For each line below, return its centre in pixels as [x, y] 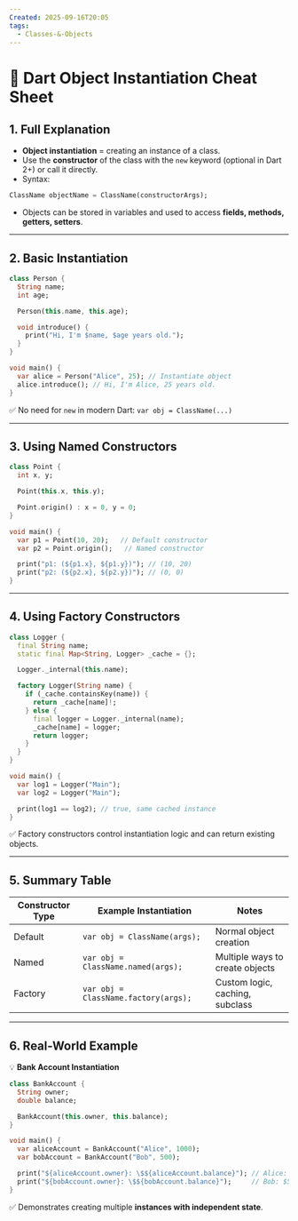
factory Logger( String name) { [75, 686]
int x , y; [35, 475]
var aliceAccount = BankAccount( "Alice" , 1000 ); [109, 1149]
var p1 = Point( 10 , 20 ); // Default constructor [113, 540]
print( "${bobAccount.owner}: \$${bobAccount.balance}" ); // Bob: [148, 1181]
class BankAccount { [47, 1084]
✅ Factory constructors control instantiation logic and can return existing [142, 834]
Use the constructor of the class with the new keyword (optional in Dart [152, 160]
